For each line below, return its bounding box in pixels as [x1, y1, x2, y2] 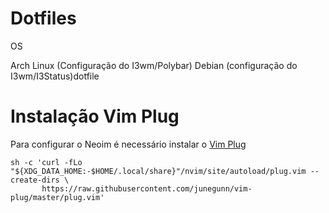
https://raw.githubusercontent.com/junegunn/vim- [41, 183, 253, 194]
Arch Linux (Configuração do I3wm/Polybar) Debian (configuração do [10, 59, 298, 71]
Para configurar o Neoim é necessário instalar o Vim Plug [10, 138, 247, 150]
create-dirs [10, 175, 60, 185]
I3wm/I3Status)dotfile [10, 70, 100, 82]
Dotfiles [10, 7, 77, 30]
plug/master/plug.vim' [10, 192, 105, 202]
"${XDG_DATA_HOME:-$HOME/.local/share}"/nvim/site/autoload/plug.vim [10, 166, 307, 176]
